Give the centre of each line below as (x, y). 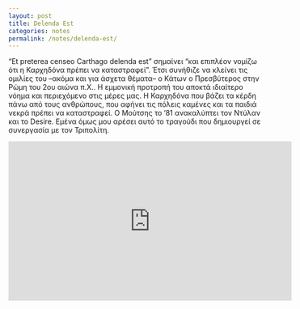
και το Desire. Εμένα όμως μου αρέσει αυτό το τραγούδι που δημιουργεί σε (135, 121)
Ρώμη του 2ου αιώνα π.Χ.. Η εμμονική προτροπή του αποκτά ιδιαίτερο (126, 87)
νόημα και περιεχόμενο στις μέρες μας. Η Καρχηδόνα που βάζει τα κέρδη (133, 96)
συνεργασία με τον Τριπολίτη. (59, 130)
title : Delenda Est (41, 23)
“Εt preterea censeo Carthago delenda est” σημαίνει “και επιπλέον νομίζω (133, 61)
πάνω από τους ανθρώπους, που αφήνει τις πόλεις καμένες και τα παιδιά (133, 104)
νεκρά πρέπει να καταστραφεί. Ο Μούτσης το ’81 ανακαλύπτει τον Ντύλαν (135, 113)
